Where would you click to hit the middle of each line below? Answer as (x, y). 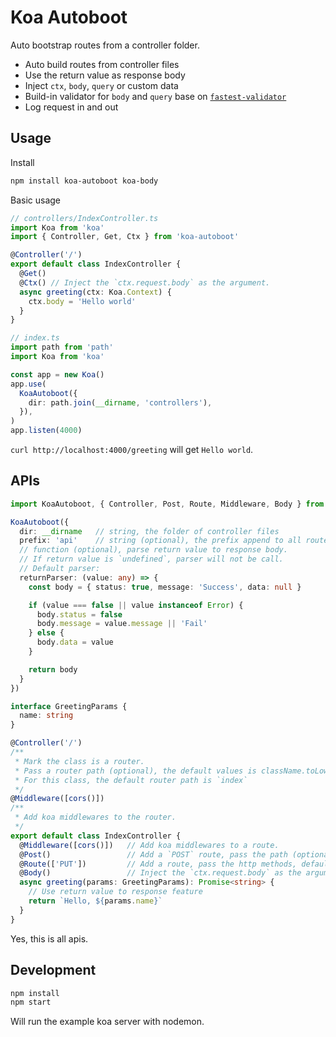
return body (53, 669)
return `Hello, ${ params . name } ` (95, 901)
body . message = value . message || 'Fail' (122, 624)
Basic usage (36, 200)
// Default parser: (60, 569)
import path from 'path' (62, 347)
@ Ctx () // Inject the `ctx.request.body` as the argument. (145, 282)
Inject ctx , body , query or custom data (101, 85)
